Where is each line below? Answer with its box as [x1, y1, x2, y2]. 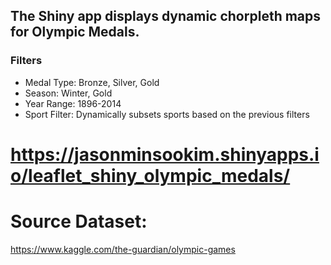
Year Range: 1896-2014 [24, 97, 122, 109]
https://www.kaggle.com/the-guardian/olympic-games [10, 243, 236, 255]
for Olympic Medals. [10, 24, 140, 41]
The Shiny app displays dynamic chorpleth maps [10, 8, 322, 25]
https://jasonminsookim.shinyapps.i [10, 143, 320, 166]
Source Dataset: [10, 210, 148, 233]
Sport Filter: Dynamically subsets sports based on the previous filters [24, 108, 310, 120]
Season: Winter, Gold [24, 87, 113, 99]
